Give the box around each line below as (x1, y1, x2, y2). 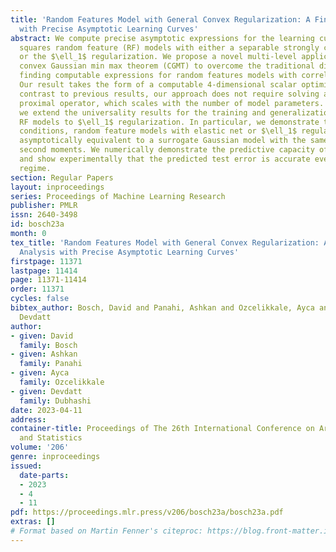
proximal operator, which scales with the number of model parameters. (19, 98, 325, 108)
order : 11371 (10, 284, 65, 295)
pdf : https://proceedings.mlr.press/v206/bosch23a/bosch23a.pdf (10, 507, 284, 518)
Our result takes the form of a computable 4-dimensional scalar (19, 80, 298, 90)
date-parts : (19, 470, 70, 480)
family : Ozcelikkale (19, 377, 105, 387)
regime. (19, 163, 52, 173)
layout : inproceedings (10, 182, 105, 192)
